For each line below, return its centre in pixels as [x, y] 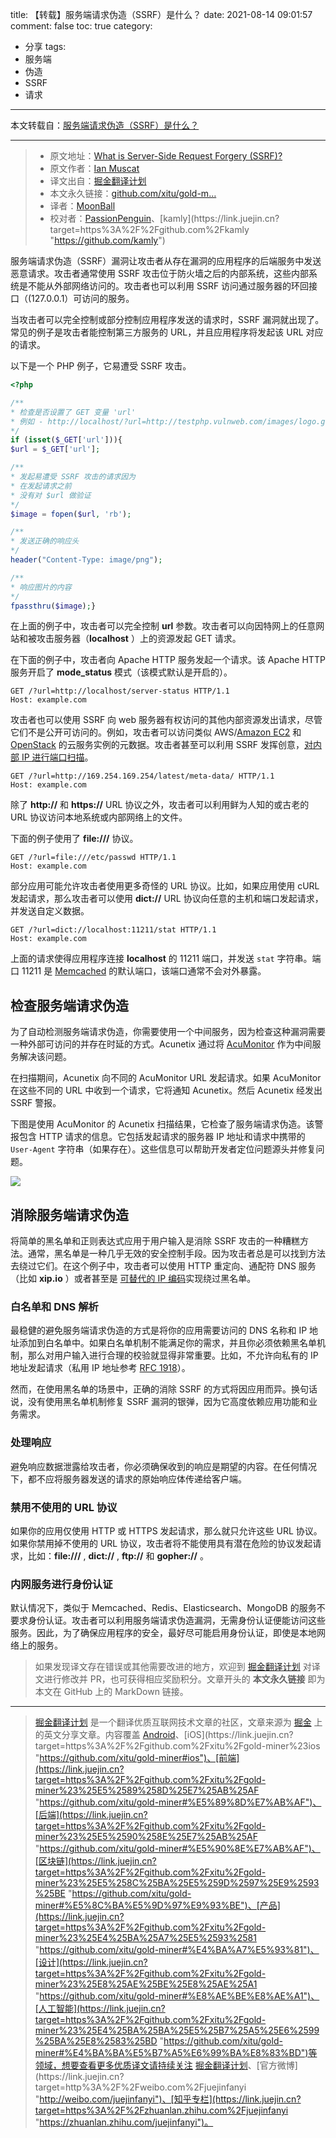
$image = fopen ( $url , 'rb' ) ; [71, 514]
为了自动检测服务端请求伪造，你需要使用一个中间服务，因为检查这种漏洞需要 [168, 1032]
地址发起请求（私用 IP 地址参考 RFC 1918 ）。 [100, 1368]
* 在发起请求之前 [41, 486]
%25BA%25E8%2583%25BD [96, 2041]
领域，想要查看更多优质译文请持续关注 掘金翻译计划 [141, 2065]
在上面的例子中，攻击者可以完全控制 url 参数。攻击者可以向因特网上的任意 [163, 626]
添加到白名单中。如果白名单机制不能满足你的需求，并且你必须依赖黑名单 [167, 1343]
